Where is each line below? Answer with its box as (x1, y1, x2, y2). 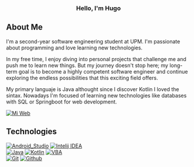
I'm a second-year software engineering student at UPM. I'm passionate (6, 38, 181, 45)
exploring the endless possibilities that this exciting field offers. (6, 74, 158, 81)
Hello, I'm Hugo (76, 4, 121, 12)
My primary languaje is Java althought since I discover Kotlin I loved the (6, 85, 179, 92)
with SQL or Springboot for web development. (6, 98, 117, 105)
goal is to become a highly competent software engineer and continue (18, 68, 188, 75)
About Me (6, 22, 43, 32)
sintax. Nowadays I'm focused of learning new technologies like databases (6, 92, 187, 99)
